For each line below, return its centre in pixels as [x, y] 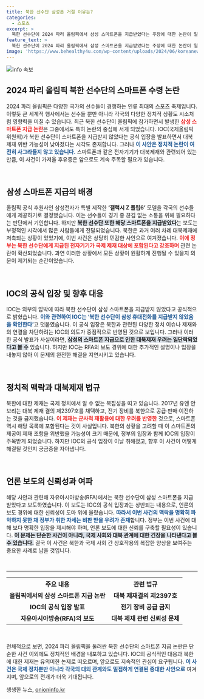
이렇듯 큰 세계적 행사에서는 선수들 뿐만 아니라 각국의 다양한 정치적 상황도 [92, 113]
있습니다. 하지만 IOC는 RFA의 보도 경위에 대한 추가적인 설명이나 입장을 [113, 347]
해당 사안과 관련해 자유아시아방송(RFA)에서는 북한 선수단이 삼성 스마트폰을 [94, 497]
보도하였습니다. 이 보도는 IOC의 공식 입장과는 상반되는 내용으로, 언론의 [110, 505]
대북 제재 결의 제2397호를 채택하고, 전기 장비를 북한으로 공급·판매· [100, 411]
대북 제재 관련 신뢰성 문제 [145, 618]
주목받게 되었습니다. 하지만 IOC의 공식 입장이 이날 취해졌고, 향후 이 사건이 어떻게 [102, 441]
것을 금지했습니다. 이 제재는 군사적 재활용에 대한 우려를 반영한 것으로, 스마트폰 [104, 418]
